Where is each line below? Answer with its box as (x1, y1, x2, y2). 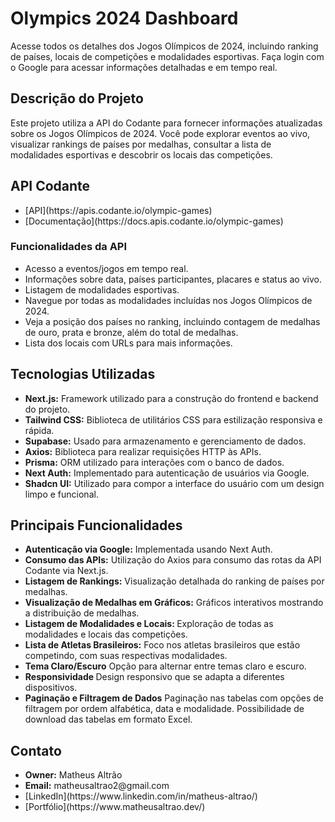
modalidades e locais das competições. (24, 628, 188, 641)
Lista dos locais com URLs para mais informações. (24, 337, 233, 349)
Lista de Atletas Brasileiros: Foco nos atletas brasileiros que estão (24, 639, 301, 651)
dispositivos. (24, 682, 78, 694)
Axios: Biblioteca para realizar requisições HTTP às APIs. (24, 445, 262, 457)
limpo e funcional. (24, 488, 99, 500)
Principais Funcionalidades (10, 517, 183, 534)
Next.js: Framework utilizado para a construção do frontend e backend (24, 392, 319, 404)
